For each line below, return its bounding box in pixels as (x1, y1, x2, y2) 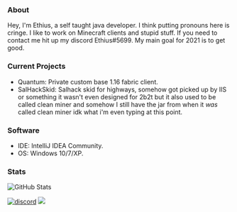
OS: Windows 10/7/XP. (17, 149, 84, 157)
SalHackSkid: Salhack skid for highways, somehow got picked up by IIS (17, 85, 227, 94)
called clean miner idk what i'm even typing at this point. (17, 108, 183, 116)
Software (7, 125, 40, 135)
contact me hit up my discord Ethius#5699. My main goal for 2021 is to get (7, 36, 226, 45)
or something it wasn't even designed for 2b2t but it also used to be (17, 92, 216, 101)
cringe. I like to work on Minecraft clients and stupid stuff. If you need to (7, 28, 218, 37)
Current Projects (7, 62, 66, 72)
